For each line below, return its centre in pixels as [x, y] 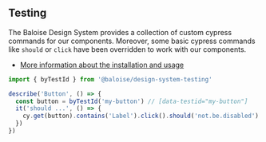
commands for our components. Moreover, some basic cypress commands [132, 41]
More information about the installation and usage [102, 65]
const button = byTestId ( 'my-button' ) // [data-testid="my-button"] [132, 101]
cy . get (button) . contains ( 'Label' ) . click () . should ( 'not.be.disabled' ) [141, 116]
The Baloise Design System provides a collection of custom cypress [120, 32]
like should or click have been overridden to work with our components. [127, 49]
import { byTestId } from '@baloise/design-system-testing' [111, 79]
